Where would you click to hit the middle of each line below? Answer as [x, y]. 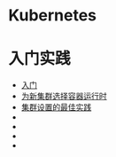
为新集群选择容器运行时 [64, 96]
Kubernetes [53, 16]
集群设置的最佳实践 [56, 107]
